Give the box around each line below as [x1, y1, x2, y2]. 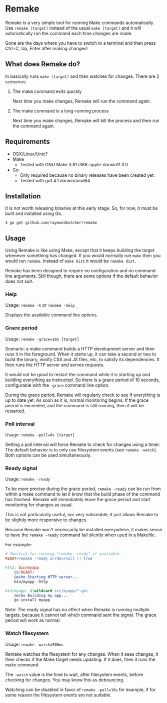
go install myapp [14, 598, 50, 603]
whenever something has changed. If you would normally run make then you [5, 253, 161, 259]
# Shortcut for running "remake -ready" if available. [5, 551, 122, 556]
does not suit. [5, 278, 33, 284]
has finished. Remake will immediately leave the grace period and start [5, 497, 151, 503]
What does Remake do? [5, 60, 80, 68]
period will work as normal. [5, 617, 61, 623]
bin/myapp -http [14, 579, 48, 584]
